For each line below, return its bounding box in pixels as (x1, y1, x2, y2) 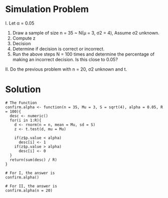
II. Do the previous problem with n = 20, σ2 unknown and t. (5, 66, 127, 72)
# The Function (5, 100, 37, 105)
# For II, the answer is (5, 183, 57, 188)
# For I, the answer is (5, 170, 55, 175)
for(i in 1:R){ (10, 118, 42, 123)
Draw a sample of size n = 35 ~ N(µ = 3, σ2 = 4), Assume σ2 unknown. (12, 30, 159, 36)
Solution (5, 84, 41, 95)
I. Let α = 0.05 (5, 20, 35, 26)
